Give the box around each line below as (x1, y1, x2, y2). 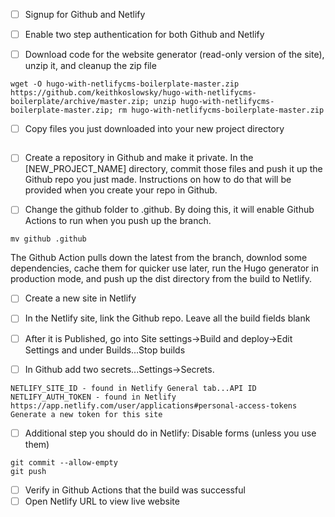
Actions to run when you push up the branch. (24, 215, 212, 227)
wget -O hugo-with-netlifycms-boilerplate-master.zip (10, 79, 240, 89)
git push (10, 466, 47, 476)
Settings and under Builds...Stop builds (24, 344, 186, 356)
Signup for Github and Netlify (24, 9, 146, 20)
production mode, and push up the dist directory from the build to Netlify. (10, 273, 313, 285)
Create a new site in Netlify (24, 292, 137, 304)
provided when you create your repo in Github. (24, 184, 218, 196)
